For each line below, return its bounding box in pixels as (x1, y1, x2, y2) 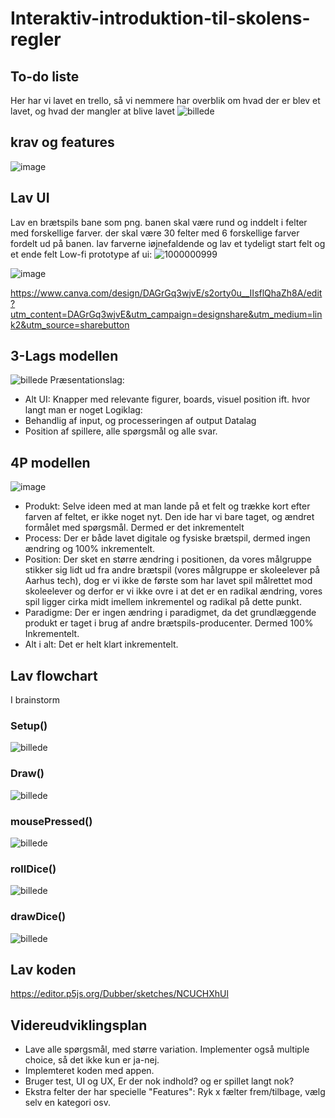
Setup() (10, 718, 48, 732)
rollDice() (10, 862, 57, 876)
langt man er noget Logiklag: (24, 404, 143, 416)
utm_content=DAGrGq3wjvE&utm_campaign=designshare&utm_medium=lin (10, 308, 323, 320)
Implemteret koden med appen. (24, 1065, 155, 1077)
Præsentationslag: (49, 374, 125, 386)
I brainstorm (10, 694, 61, 706)
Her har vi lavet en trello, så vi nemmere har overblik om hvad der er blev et (10, 95, 321, 106)
